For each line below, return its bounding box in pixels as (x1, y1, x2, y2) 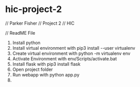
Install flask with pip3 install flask (12, 61, 81, 67)
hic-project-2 (5, 4, 62, 15)
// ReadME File (5, 30, 35, 36)
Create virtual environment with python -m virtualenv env (12, 50, 131, 56)
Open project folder (12, 66, 53, 72)
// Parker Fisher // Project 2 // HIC (5, 20, 75, 26)
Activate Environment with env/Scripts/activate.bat (12, 55, 117, 61)
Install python (12, 39, 41, 46)
